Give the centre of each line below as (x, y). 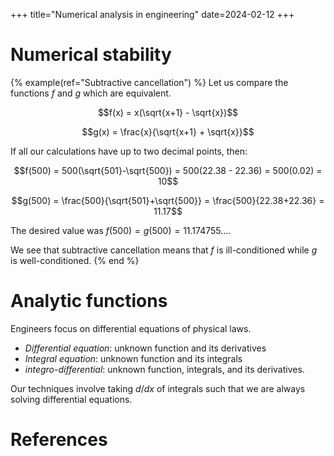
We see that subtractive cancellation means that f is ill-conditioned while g (164, 250)
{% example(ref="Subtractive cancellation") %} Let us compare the (149, 82)
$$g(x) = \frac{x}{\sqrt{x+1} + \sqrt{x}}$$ (168, 131)
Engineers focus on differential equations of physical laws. (131, 328)
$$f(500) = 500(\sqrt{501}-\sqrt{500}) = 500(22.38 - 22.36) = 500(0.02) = (168, 170)
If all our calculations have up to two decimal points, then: (129, 151)
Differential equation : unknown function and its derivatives (145, 348)
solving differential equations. (71, 399)
